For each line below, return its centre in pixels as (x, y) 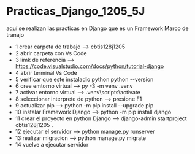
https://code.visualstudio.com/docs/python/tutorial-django (90, 66)
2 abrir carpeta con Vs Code (51, 53)
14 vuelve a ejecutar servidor (52, 144)
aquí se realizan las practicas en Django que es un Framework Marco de (97, 28)
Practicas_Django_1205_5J (76, 11)
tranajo (15, 34)
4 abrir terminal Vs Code (46, 72)
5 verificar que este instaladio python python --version (84, 79)
